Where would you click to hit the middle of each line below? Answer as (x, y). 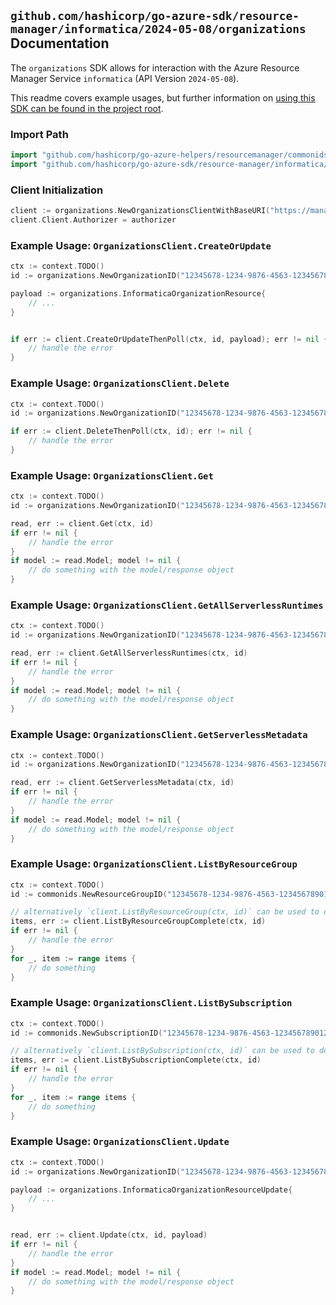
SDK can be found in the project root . (87, 108)
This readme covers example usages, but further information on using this (163, 97)
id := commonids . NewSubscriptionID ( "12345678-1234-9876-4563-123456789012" (171, 1033)
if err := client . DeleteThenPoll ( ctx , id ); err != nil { (131, 431)
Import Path (39, 134)
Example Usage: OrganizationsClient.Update (120, 1142)
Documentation (60, 43)
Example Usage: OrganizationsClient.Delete (120, 383)
